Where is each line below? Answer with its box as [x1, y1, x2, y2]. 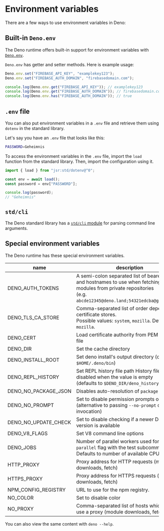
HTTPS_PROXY [7, 475, 43, 482]
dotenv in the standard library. [5, 125, 65, 131]
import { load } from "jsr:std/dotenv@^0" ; [5, 168, 95, 173]
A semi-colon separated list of [76, 272, 146, 279]
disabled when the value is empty [76, 374, 153, 380]
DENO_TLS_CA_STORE [7, 314, 60, 321]
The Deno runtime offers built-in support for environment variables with [5, 47, 149, 52]
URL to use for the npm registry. [76, 486, 150, 493]
